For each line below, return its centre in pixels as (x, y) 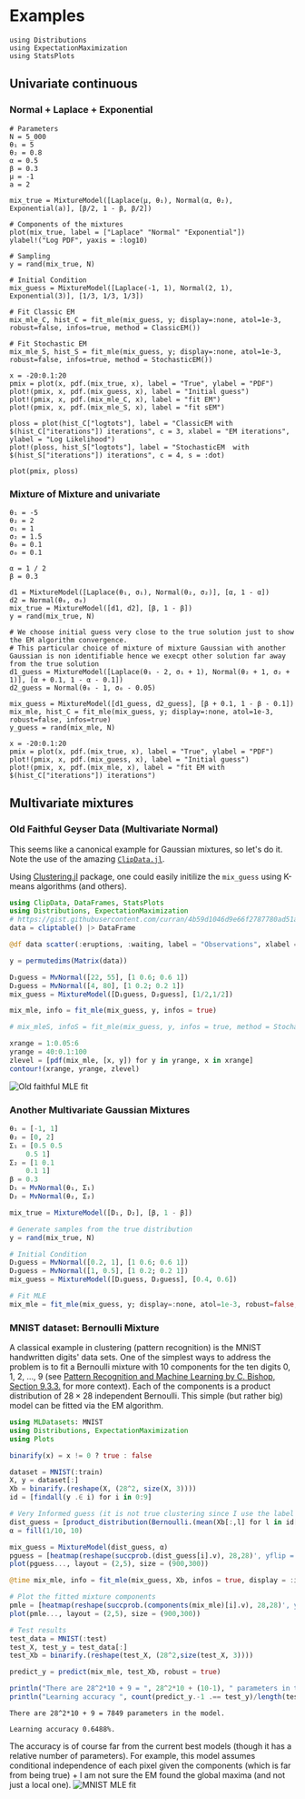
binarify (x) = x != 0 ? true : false (81, 1455)
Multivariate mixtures (72, 803)
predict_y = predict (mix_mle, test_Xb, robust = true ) (115, 1672)
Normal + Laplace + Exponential (81, 110)
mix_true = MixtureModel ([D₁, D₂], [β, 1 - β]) (101, 1213)
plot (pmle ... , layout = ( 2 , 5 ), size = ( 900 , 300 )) (105, 1613)
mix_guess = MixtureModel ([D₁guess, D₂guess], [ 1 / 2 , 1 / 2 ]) (121, 994)
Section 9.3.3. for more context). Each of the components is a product (140, 1386)
